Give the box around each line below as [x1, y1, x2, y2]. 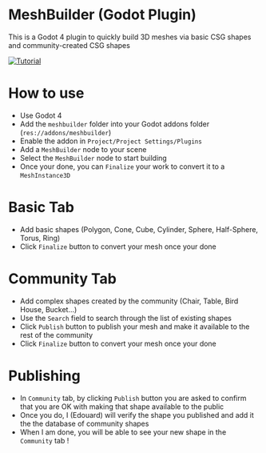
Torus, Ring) [19, 233, 61, 243]
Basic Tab [8, 198, 74, 217]
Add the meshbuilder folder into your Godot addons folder [19, 118, 210, 129]
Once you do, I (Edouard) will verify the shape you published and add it [19, 410, 254, 419]
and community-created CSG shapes [8, 40, 130, 50]
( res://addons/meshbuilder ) [19, 127, 112, 137]
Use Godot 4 [19, 110, 62, 120]
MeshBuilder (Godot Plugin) [8, 6, 197, 24]
